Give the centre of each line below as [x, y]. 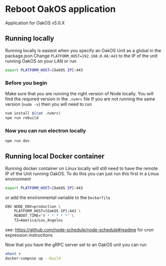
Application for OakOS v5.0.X [35, 23]
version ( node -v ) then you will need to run [49, 104]
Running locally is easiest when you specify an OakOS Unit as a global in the [83, 50]
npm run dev [17, 141]
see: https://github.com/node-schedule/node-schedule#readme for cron [79, 230]
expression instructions [29, 235]
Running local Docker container [55, 157]
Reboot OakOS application [60, 9]
